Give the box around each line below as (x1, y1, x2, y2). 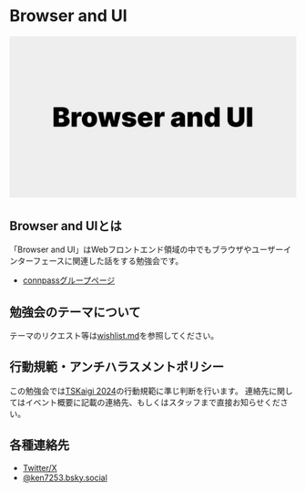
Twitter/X (22, 462, 57, 473)
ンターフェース (9, 256, 66, 267)
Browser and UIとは (9, 218, 122, 234)
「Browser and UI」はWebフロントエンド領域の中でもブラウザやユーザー (9, 244, 284, 256)
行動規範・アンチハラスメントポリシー (9, 360, 225, 375)
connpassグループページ (22, 275, 116, 286)
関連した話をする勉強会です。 (72, 256, 184, 267)
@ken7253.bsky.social (22, 472, 107, 483)
